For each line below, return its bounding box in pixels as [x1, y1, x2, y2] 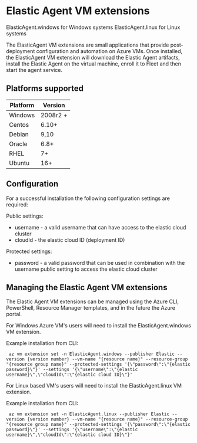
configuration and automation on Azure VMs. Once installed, [36, 47, 183, 54]
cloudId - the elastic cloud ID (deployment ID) [14, 236, 125, 243]
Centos [9, 120, 29, 129]
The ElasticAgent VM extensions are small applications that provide [6, 41, 169, 48]
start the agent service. [6, 66, 63, 73]
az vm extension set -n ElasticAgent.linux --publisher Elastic [8, 411, 169, 417]
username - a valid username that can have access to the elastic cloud [14, 224, 186, 231]
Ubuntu [9, 159, 30, 167]
